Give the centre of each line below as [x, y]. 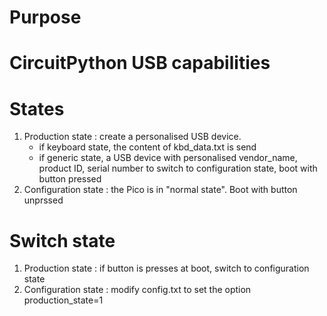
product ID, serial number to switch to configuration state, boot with [178, 168]
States [37, 108]
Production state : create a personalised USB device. [132, 137]
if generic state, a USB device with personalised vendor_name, [168, 158]
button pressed [70, 179]
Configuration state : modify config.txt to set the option [137, 290]
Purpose [45, 17]
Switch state [62, 240]
